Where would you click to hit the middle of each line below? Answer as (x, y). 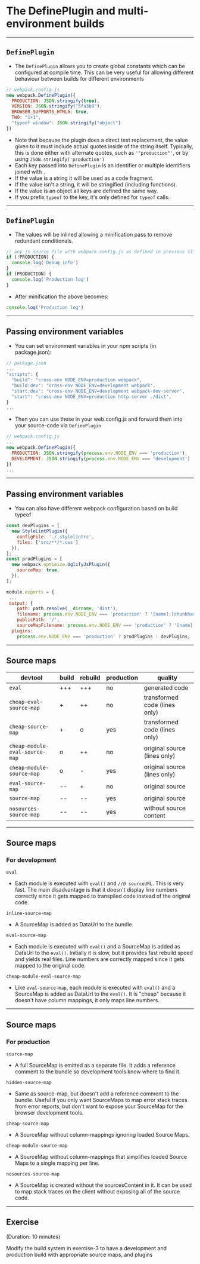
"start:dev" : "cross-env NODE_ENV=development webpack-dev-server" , (98, 391)
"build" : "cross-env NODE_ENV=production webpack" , (77, 380)
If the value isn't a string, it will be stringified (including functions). (96, 184)
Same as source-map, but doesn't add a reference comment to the (97, 1093)
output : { (21, 603)
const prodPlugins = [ (34, 559)
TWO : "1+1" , (26, 118)
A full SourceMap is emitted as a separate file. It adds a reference (95, 1065)
